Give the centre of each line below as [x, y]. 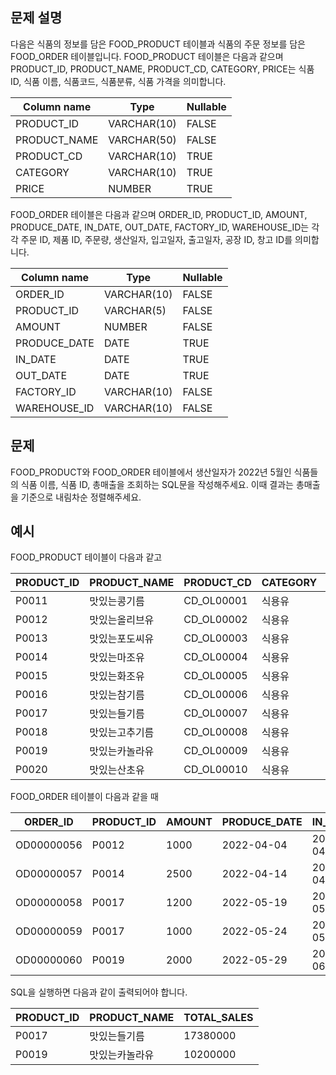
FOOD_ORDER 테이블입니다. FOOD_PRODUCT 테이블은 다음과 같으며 [147, 56]
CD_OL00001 [215, 601]
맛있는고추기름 [122, 733]
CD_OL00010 [215, 770]
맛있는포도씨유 [122, 639]
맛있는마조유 [117, 658]
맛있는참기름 [117, 695]
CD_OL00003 [215, 638]
